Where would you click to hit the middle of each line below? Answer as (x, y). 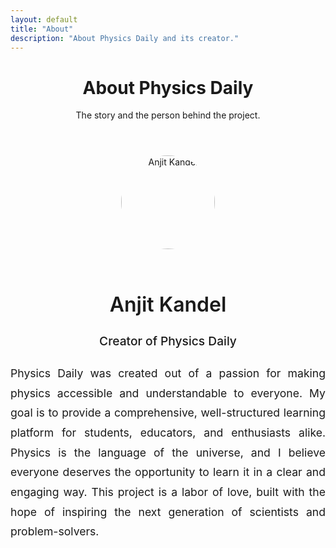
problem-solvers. (55, 531)
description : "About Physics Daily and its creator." (125, 38)
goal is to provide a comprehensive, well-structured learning (168, 413)
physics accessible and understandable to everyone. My (168, 393)
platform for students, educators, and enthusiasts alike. (168, 432)
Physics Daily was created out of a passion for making (168, 373)
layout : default (44, 19)
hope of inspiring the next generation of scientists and (168, 511)
